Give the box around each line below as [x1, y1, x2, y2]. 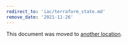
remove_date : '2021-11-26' [6, 14, 74, 20]
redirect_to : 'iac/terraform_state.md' [6, 8, 106, 15]
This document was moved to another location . [6, 30, 123, 37]
